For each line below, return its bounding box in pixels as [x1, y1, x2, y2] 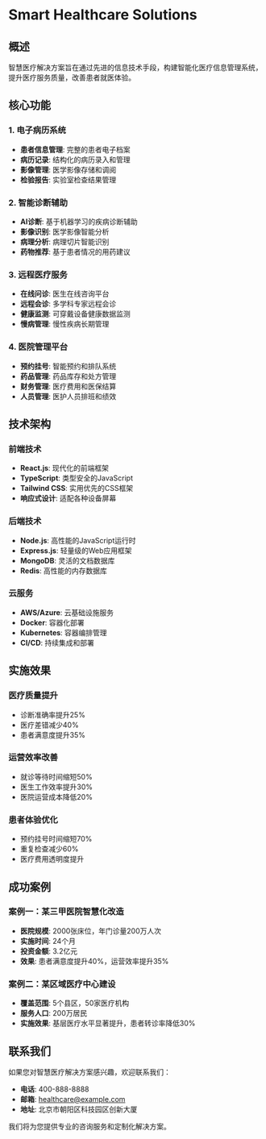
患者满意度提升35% [19, 730, 86, 739]
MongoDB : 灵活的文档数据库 [19, 555, 115, 565]
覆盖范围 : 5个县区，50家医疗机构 [19, 998, 130, 1008]
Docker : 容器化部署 [19, 617, 85, 627]
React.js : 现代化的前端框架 [19, 463, 110, 473]
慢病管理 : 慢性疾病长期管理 [19, 319, 110, 329]
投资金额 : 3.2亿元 [19, 946, 78, 956]
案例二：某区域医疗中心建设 [8, 978, 116, 989]
